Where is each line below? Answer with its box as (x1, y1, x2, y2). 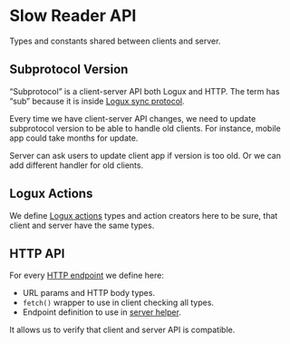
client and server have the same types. (9, 220, 155, 231)
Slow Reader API (9, 5, 137, 26)
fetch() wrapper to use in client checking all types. (22, 297, 215, 309)
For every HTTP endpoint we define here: (9, 270, 165, 281)
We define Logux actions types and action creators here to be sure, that (9, 210, 278, 221)
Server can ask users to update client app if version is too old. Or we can (9, 150, 282, 161)
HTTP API (9, 246, 65, 261)
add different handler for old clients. (9, 160, 143, 171)
